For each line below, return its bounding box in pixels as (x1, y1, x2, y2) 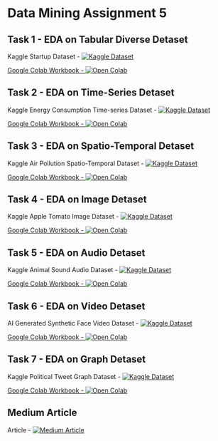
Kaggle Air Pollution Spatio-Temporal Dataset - (7, 159, 144, 167)
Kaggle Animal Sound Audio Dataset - (7, 266, 119, 274)
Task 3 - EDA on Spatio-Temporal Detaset (7, 140, 195, 152)
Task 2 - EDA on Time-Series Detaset (7, 87, 175, 99)
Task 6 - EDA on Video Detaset (7, 300, 146, 312)
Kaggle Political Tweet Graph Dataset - (7, 372, 121, 380)
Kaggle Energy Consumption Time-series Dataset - (7, 105, 158, 114)
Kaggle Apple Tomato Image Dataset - (7, 212, 119, 221)
